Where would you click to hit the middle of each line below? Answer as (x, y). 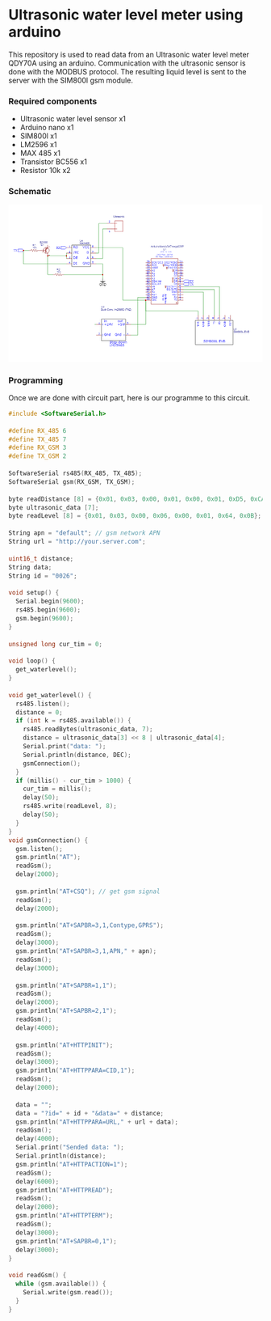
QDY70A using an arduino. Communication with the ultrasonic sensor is (127, 63)
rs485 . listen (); (43, 704)
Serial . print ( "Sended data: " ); (70, 1147)
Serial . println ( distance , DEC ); (77, 755)
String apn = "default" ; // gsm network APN (84, 533)
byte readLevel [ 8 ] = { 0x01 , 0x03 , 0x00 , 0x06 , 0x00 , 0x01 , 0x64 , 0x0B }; (135, 516)
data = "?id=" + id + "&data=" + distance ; (90, 1113)
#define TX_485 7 (38, 439)
